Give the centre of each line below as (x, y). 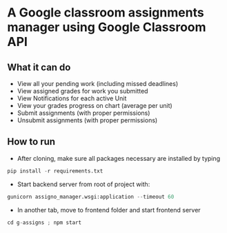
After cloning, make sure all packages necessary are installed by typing (119, 158)
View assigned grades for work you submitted (82, 91)
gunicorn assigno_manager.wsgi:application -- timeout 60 (91, 197)
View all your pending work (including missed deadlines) (97, 84)
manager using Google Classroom (107, 27)
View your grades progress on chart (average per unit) (95, 106)
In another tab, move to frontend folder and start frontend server (109, 210)
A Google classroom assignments (106, 13)
